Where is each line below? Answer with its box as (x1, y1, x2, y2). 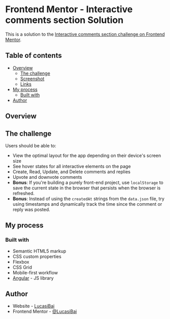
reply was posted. (12, 206, 51, 212)
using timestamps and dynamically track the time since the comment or (12, 201, 162, 207)
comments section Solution (5, 14, 124, 26)
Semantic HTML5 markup (12, 248, 66, 254)
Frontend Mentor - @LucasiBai (12, 308, 77, 314)
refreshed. (12, 190, 35, 196)
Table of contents (5, 51, 62, 60)
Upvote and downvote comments (12, 174, 82, 180)
